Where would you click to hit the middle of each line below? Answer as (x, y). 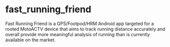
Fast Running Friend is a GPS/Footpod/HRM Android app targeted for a (80, 24)
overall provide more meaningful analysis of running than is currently (78, 34)
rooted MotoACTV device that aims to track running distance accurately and (85, 29)
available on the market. (31, 40)
